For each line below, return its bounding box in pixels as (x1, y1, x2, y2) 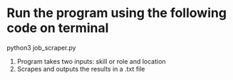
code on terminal (6, 20, 109, 36)
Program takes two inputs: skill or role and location (16, 57, 166, 65)
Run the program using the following (6, 5, 227, 21)
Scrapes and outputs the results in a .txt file (16, 64, 145, 73)
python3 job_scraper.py (6, 43, 76, 52)
